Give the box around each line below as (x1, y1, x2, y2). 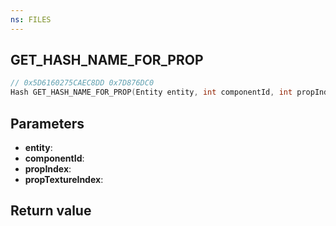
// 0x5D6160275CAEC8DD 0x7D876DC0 (10, 78, 155, 88)
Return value (10, 202, 92, 220)
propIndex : (24, 163, 72, 175)
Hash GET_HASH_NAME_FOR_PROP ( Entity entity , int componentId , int (10, 87, 293, 98)
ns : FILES (10, 14, 52, 25)
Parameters (10, 115, 85, 132)
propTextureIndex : (24, 174, 104, 185)
